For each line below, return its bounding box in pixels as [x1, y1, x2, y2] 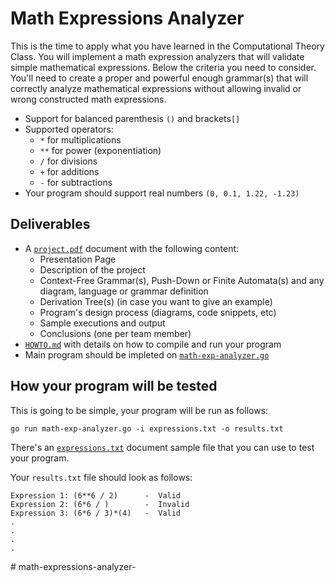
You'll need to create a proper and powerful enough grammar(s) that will [10, 72, 309, 84]
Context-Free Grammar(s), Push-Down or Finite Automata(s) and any [39, 274, 325, 286]
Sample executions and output [39, 317, 166, 329]
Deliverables [10, 216, 91, 233]
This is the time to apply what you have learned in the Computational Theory [10, 40, 325, 52]
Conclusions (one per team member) [39, 327, 192, 339]
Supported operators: [24, 123, 114, 135]
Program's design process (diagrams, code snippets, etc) [39, 306, 277, 318]
